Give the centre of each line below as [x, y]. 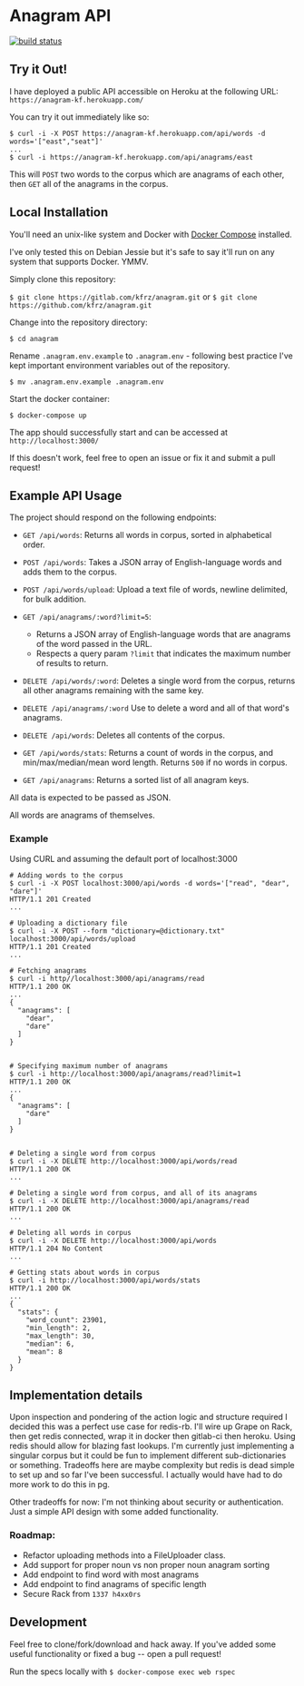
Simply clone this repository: [63, 279]
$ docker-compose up [49, 415]
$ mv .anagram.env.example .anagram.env [87, 382]
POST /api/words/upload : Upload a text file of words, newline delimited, [155, 590]
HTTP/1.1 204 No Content [56, 1249]
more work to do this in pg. [60, 1485]
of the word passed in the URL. [94, 644]
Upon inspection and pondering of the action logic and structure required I [148, 1417]
